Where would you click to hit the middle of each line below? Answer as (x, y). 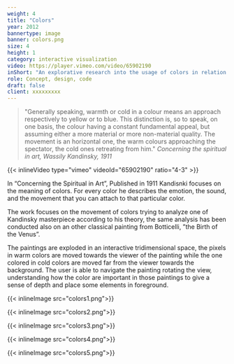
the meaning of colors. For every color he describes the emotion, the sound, (117, 191)
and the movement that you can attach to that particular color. (96, 198)
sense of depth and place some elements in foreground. (88, 285)
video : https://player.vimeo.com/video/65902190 (79, 66)
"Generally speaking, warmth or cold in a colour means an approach (123, 112)
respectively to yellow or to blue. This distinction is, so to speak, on (121, 119)
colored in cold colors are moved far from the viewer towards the (101, 262)
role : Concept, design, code (50, 79)
